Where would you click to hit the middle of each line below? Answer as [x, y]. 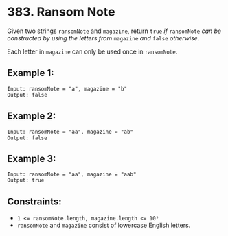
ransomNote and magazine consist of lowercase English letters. [104, 225]
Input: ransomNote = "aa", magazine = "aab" [72, 175]
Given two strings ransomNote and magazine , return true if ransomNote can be [114, 31]
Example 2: [32, 116]
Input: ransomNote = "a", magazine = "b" [67, 89]
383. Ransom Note [61, 12]
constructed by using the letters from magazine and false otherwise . [103, 38]
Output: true [26, 180]
